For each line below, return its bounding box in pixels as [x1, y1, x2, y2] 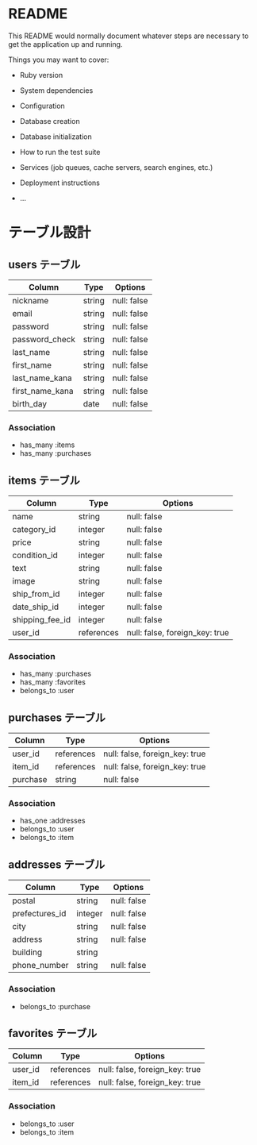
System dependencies [19, 85, 94, 95]
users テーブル [8, 257, 81, 271]
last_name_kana [12, 372, 73, 384]
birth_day [12, 398, 48, 409]
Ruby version [19, 70, 63, 79]
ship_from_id [12, 588, 60, 599]
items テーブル [8, 473, 81, 487]
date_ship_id [12, 601, 59, 612]
